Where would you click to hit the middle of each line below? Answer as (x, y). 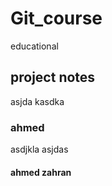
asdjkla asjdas (39, 149)
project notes (53, 77)
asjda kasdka (37, 101)
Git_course (56, 18)
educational (34, 46)
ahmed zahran (41, 172)
